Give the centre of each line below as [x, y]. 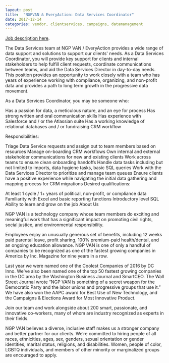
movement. [17, 91]
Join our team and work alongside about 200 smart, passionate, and [76, 308]
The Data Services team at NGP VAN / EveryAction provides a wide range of [84, 48]
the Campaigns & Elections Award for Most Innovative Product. [70, 298]
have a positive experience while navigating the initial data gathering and [81, 178]
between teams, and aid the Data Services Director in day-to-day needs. [80, 70]
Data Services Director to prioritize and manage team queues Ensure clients [84, 173]
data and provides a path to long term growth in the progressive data [77, 86]
